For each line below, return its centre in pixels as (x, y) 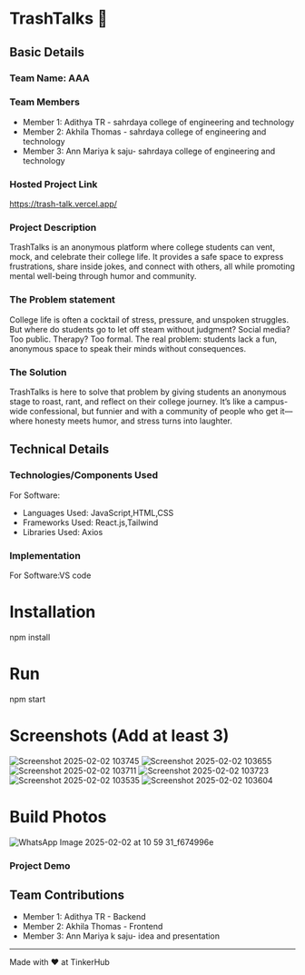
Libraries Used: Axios (63, 532)
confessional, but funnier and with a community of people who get (154, 411)
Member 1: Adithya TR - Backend (84, 917)
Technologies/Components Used (84, 475)
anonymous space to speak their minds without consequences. (128, 348)
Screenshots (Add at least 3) (119, 736)
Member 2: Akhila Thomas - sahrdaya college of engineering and (144, 132)
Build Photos (58, 816)
